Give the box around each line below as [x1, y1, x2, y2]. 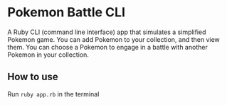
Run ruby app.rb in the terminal [7, 89, 100, 98]
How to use [7, 71, 58, 83]
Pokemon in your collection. [7, 50, 89, 59]
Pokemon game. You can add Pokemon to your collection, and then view [7, 35, 221, 43]
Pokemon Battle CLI [7, 4, 126, 21]
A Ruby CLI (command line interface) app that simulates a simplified [7, 28, 206, 36]
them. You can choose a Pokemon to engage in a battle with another [7, 43, 208, 51]
